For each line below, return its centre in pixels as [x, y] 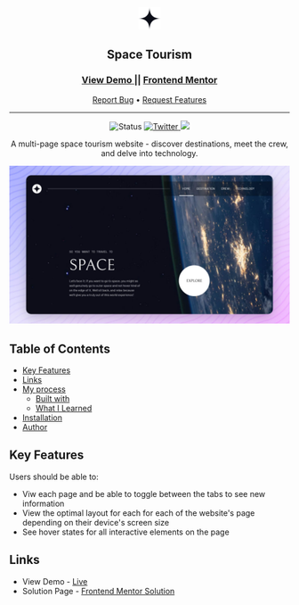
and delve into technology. [149, 153]
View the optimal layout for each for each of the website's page [138, 513]
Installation [42, 418]
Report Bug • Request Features [149, 99]
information [43, 503]
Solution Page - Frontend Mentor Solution [98, 591]
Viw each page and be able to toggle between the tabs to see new [144, 493]
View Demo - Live [55, 581]
